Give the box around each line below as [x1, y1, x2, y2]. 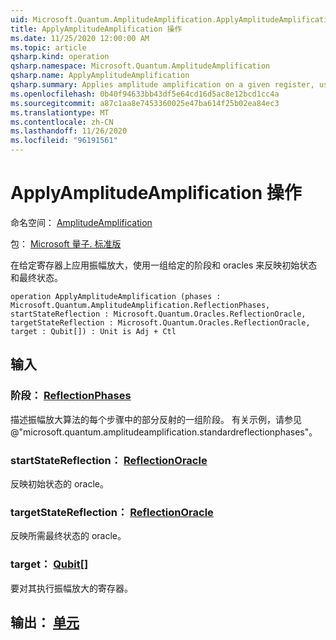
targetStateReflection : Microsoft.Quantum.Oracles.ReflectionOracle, [10, 317, 311, 328]
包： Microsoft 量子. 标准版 [10, 237, 122, 250]
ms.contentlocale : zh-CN [10, 117, 114, 127]
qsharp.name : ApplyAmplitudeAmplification [10, 71, 190, 81]
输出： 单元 [10, 614, 80, 631]
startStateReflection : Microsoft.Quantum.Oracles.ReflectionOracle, [10, 309, 307, 319]
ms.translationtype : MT [10, 107, 110, 118]
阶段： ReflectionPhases [10, 389, 132, 403]
